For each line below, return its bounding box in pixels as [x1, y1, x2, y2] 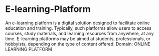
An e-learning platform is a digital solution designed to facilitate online [5, 20, 150, 26]
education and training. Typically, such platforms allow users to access [5, 25, 152, 31]
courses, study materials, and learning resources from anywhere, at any [5, 30, 154, 36]
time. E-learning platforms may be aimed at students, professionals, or [5, 36, 151, 42]
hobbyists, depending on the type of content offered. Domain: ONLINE [5, 41, 150, 47]
